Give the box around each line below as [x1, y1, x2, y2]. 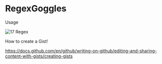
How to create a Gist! [5, 38, 48, 44]
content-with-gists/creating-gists [5, 53, 73, 59]
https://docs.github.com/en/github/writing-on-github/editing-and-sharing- [5, 48, 157, 54]
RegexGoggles [5, 3, 67, 14]
